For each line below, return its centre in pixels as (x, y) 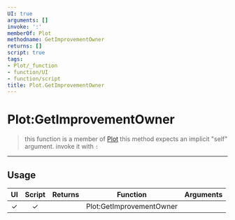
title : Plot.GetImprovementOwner (56, 85)
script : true (26, 53)
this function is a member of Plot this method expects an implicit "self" (126, 139)
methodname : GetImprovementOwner (56, 40)
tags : (15, 59)
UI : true (20, 14)
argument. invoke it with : (62, 147)
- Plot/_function (33, 66)
